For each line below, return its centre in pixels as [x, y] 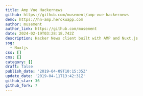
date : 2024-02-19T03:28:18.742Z [40, 34]
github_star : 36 [22, 81]
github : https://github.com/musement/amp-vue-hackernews [67, 15]
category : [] [19, 62]
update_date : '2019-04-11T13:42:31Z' [45, 76]
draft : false [19, 67]
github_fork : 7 [21, 85]
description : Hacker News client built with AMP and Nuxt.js [72, 39]
